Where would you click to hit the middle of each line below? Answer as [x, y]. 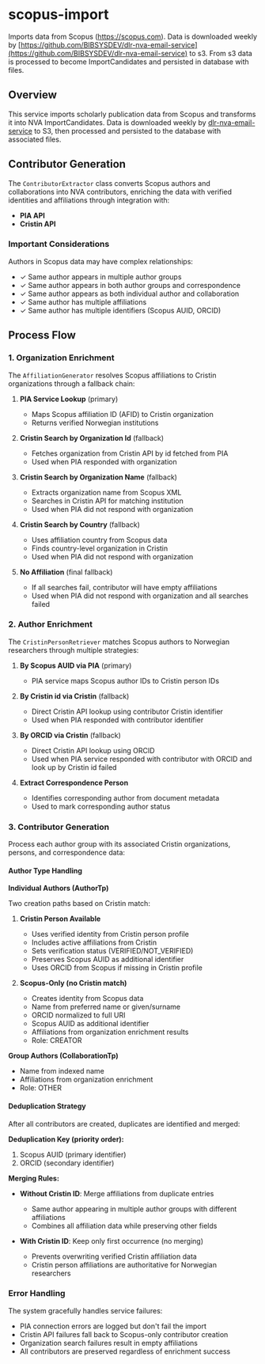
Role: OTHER [40, 1088]
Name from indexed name [62, 1071]
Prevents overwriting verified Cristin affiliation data [114, 1256]
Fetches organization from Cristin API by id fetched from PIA [130, 453]
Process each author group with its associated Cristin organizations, [119, 844]
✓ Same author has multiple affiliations [83, 301]
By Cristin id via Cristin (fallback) [74, 696]
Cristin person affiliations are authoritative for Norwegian [124, 1264]
